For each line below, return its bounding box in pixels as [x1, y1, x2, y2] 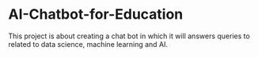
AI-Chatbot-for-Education [8, 5, 184, 23]
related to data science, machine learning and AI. [8, 39, 169, 48]
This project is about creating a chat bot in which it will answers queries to [8, 31, 251, 41]
